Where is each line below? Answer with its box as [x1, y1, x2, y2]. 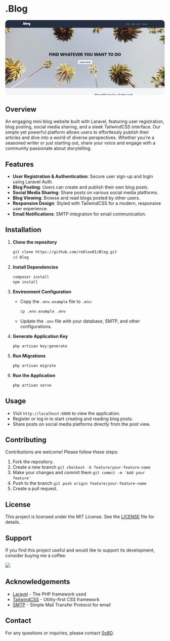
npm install [12, 280, 38, 285]
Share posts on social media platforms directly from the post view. [12, 421, 151, 427]
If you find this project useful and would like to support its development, [5, 547, 155, 554]
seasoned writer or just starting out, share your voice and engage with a [5, 140, 156, 146]
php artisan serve [12, 383, 52, 388]
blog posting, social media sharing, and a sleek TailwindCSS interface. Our [5, 124, 161, 130]
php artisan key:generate [12, 344, 67, 349]
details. [5, 519, 21, 525]
